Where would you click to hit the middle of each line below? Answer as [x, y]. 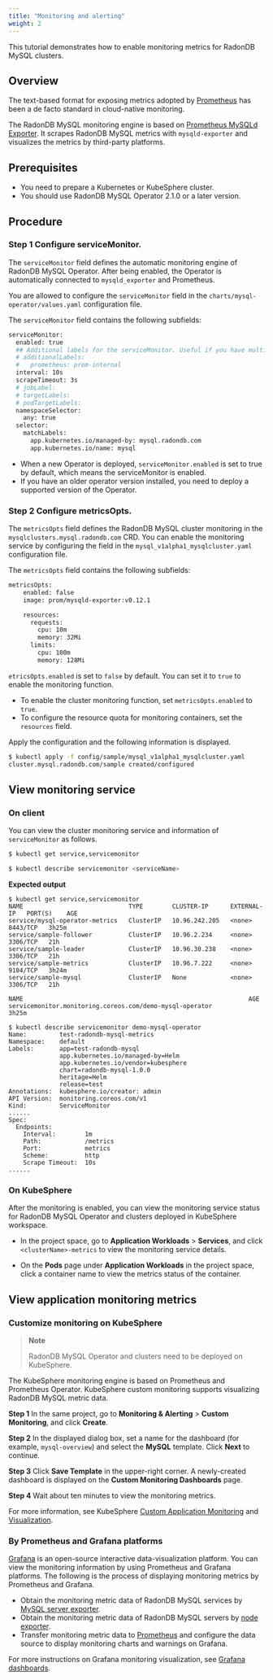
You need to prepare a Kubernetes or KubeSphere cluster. [117, 187]
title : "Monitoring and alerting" [67, 16]
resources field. [46, 726]
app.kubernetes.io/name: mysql [83, 448]
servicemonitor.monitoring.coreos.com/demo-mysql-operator [110, 1006]
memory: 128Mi [61, 660]
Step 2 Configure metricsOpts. [70, 511]
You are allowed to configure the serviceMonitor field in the [108, 295]
